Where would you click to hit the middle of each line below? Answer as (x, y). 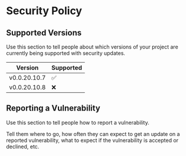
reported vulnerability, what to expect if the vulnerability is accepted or (92, 140)
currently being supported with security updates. (66, 53)
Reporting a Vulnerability (53, 108)
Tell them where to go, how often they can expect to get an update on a (93, 134)
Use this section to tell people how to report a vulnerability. (78, 122)
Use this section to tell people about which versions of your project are (92, 47)
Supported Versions (44, 33)
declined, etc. (23, 147)
